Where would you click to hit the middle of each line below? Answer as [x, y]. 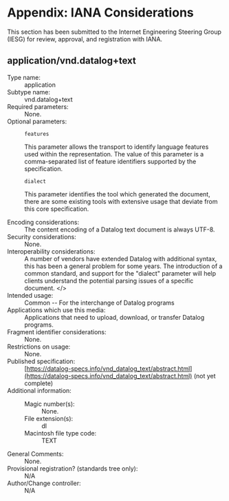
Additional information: [40, 390]
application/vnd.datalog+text [72, 61]
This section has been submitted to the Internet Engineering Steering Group [115, 32]
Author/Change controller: [44, 483]
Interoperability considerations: [51, 251]
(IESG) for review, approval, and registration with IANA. [85, 39]
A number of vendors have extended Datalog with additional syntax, [121, 258]
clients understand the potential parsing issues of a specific [109, 280]
